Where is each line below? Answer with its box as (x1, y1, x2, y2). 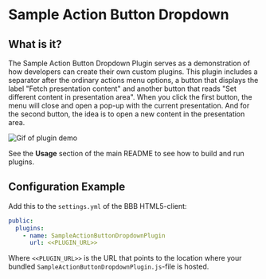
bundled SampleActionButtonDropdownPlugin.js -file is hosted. (8, 261, 209, 272)
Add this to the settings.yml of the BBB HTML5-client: (8, 201, 187, 210)
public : (8, 217, 34, 225)
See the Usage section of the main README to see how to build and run (8, 149, 244, 158)
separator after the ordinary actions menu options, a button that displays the (8, 76, 259, 84)
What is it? (8, 37, 62, 51)
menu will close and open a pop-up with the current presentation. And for (8, 101, 250, 110)
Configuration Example (8, 180, 126, 194)
